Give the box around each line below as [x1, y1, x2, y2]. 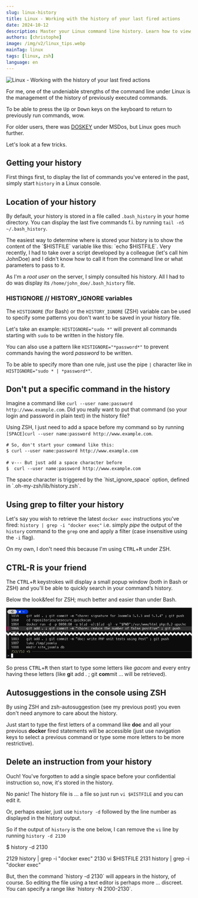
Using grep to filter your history [6, 499, 124, 510]
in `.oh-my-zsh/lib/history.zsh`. [6, 482, 81, 489]
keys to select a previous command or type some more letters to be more [6, 734, 184, 741]
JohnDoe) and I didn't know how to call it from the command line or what [6, 256, 183, 263]
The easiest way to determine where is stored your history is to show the [6, 237, 183, 244]
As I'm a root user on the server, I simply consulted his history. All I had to [6, 273, 184, 280]
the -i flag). [6, 534, 35, 541]
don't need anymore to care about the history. [6, 710, 118, 717]
